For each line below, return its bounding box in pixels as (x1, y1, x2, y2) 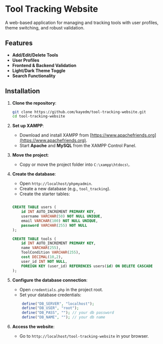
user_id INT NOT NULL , (21, 259, 68, 264)
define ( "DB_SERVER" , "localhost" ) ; (22, 301, 94, 306)
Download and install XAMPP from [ (19, 132, 92, 138)
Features (5, 39, 33, 47)
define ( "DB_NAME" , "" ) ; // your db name (22, 315, 105, 320)
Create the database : (12, 171, 56, 177)
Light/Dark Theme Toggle (12, 68, 66, 73)
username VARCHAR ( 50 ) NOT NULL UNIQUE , (21, 214, 103, 219)
